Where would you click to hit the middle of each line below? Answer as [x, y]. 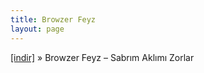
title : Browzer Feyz [53, 19]
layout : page [37, 29]
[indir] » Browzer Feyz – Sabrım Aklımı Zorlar [102, 57]
